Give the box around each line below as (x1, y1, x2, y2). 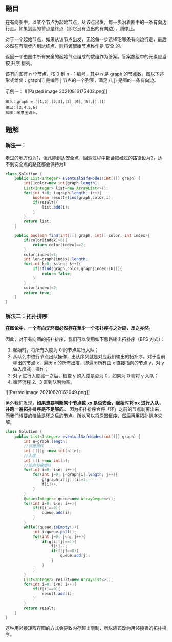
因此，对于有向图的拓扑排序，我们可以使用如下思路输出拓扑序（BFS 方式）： (5, 336, 165, 342)
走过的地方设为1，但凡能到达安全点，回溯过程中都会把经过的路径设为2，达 (5, 155, 163, 161)
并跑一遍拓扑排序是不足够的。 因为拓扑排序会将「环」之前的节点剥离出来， (5, 406, 164, 412)
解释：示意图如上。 (5, 110, 40, 115)
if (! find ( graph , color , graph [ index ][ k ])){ (32, 266, 123, 272)
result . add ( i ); (41, 591, 74, 596)
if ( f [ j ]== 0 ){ (51, 548, 79, 554)
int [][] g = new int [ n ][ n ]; (24, 448, 81, 453)
